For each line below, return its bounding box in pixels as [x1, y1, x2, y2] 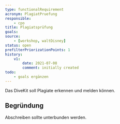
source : [5, 34, 21, 39]
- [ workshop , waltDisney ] [14, 39, 66, 43]
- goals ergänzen [14, 74, 49, 79]
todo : [5, 70, 16, 75]
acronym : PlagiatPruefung [5, 12, 57, 16]
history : [5, 52, 23, 57]
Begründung [5, 102, 44, 110]
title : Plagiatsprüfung [5, 25, 53, 30]
